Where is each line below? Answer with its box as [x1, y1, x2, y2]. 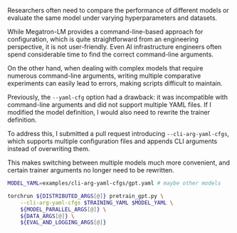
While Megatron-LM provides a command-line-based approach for [7, 28, 204, 36]
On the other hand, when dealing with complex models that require [7, 64, 204, 72]
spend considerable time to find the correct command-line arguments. [7, 50, 214, 58]
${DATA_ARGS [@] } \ [20, 212, 75, 219]
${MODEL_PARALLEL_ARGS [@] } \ [20, 206, 107, 213]
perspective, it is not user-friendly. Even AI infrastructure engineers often [7, 43, 222, 51]
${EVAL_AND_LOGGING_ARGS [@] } [20, 219, 107, 227]
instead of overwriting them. [7, 145, 90, 152]
